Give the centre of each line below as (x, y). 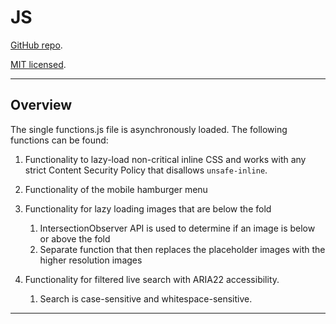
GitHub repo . (36, 45)
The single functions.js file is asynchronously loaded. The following (149, 129)
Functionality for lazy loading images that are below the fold (148, 208)
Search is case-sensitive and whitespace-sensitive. (146, 298)
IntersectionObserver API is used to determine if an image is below (177, 228)
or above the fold (75, 238)
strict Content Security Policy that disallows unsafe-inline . (146, 170)
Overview (41, 105)
